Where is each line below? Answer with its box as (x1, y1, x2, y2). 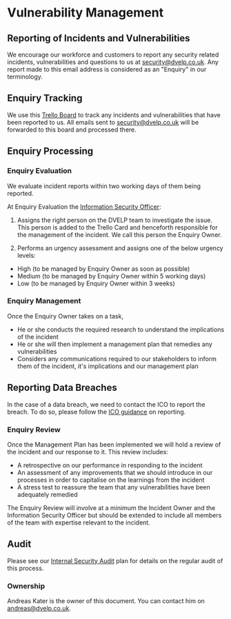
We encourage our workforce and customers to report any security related (7, 50, 219, 59)
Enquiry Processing (7, 145, 94, 157)
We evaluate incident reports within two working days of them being (7, 181, 201, 190)
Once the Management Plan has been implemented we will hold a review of (7, 440, 221, 449)
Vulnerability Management (7, 5, 164, 21)
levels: (17, 251, 36, 259)
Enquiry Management (7, 296, 81, 306)
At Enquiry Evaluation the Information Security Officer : (7, 202, 161, 211)
